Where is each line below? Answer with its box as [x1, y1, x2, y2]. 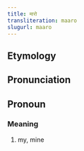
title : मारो [7, 10, 37, 18]
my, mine [17, 135, 44, 144]
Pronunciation [7, 74, 71, 86]
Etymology [7, 50, 56, 62]
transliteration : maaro [7, 17, 78, 24]
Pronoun [7, 98, 46, 110]
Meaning [7, 119, 39, 129]
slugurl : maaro [7, 23, 52, 30]
